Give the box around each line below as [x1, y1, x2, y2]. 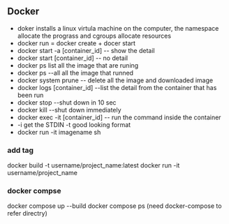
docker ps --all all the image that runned [17, 68, 134, 77]
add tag [7, 145, 34, 155]
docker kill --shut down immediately [17, 105, 121, 114]
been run [17, 91, 44, 99]
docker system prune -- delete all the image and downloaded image [17, 76, 214, 84]
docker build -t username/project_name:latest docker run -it [7, 161, 180, 170]
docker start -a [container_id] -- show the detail [17, 46, 155, 54]
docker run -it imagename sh [17, 128, 101, 136]
